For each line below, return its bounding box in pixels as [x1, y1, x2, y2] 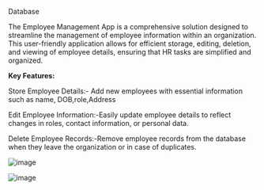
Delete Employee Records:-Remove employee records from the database [8, 134, 247, 143]
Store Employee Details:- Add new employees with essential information [8, 86, 243, 96]
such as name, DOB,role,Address [8, 95, 116, 104]
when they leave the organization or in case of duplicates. [8, 142, 197, 151]
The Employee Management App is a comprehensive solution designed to [8, 22, 249, 31]
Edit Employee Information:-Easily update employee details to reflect [8, 110, 232, 120]
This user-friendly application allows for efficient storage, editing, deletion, [8, 39, 251, 48]
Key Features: [8, 71, 55, 80]
